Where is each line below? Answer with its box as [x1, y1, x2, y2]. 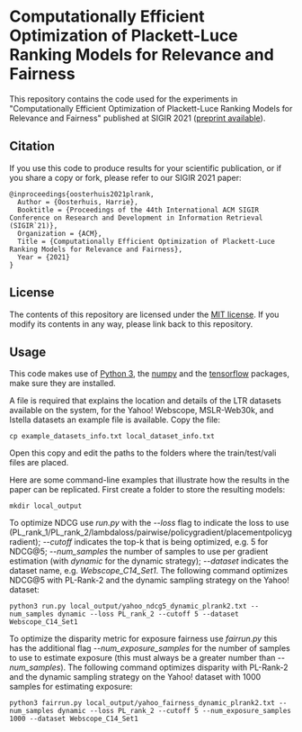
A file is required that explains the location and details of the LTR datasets [9, 395, 281, 406]
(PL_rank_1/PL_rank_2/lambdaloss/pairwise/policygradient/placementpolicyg [9, 527, 292, 538]
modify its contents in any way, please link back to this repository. [9, 318, 253, 330]
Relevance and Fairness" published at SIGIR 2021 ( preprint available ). [9, 113, 266, 123]
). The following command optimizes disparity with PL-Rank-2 [59, 662, 289, 673]
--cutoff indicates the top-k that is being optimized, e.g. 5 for [42, 537, 269, 547]
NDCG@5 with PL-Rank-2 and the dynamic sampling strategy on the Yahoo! [9, 574, 290, 586]
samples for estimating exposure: [9, 682, 133, 692]
